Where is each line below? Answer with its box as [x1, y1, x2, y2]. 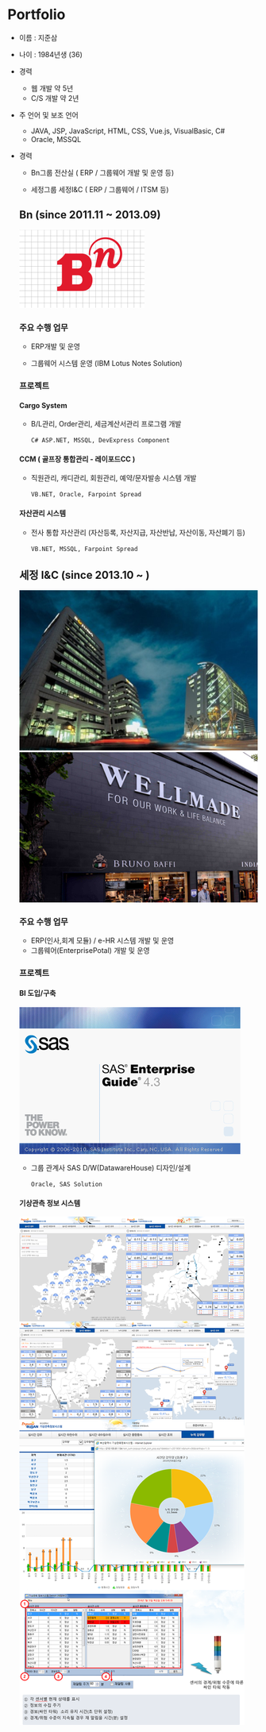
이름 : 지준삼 [18, 33, 58, 42]
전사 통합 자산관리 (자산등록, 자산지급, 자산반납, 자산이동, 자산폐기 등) [30, 527, 245, 537]
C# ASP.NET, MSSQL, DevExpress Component [30, 437, 170, 445]
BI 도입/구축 [18, 989, 56, 998]
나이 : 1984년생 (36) [18, 49, 83, 59]
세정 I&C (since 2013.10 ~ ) [18, 568, 150, 581]
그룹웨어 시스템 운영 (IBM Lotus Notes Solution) [30, 359, 183, 368]
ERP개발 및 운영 [30, 341, 81, 351]
